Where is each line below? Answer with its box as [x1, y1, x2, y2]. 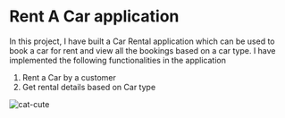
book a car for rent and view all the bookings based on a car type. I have [9, 45, 276, 55]
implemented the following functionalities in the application [9, 55, 226, 65]
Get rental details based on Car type [21, 81, 156, 92]
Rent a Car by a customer [21, 72, 116, 82]
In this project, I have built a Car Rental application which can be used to [9, 36, 275, 46]
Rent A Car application [9, 6, 180, 27]
